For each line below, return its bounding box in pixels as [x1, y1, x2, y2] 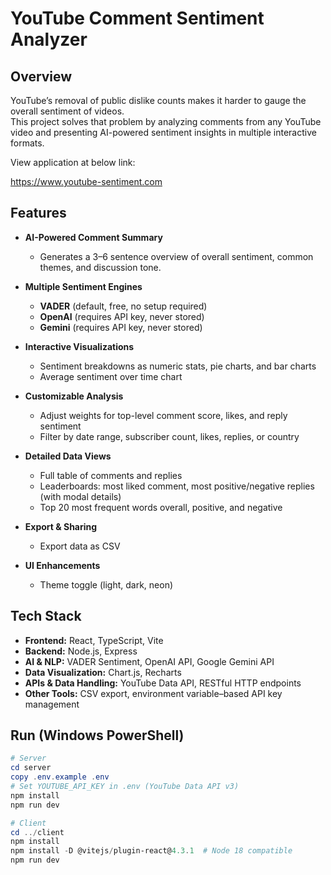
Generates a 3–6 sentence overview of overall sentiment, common [39, 250, 314, 262]
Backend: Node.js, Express [24, 645, 138, 657]
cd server [10, 763, 52, 773]
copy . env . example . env [10, 772, 110, 782]
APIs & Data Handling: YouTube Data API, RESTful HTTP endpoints [24, 677, 302, 689]
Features [10, 205, 67, 222]
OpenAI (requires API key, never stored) [39, 310, 205, 322]
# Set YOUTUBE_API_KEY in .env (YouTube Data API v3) [10, 782, 240, 792]
